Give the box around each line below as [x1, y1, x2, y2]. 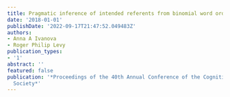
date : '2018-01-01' [7, 16, 63, 23]
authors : [7, 29, 32, 36]
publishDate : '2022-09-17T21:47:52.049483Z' [7, 23, 136, 29]
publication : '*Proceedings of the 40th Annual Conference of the [7, 73, 201, 81]
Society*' [13, 80, 41, 87]
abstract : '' [7, 61, 44, 68]
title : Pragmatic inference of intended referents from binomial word [7, 10, 213, 17]
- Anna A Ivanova [7, 36, 57, 42]
